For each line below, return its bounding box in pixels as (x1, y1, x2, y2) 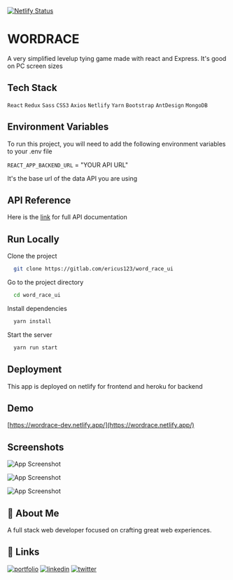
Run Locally (7, 233, 59, 245)
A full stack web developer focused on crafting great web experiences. (7, 525, 212, 534)
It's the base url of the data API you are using (7, 174, 138, 182)
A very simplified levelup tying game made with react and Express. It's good (7, 54, 227, 62)
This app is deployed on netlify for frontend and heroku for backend (7, 382, 203, 390)
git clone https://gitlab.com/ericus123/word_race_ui (13, 265, 174, 272)
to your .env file (7, 147, 52, 156)
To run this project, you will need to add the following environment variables (7, 139, 226, 148)
